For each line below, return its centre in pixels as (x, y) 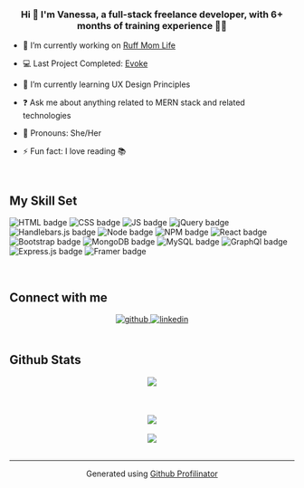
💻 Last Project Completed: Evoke (85, 63)
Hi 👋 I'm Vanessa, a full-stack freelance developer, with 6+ (152, 14)
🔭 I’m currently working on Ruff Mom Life (99, 45)
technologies (47, 116)
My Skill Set (43, 201)
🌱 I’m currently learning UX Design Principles (106, 84)
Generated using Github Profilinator (152, 474)
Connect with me (59, 297)
